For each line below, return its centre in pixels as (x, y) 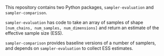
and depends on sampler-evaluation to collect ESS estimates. (69, 48)
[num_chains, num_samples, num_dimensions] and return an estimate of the (82, 28)
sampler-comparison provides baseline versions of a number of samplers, (80, 43)
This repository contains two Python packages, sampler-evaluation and (79, 7)
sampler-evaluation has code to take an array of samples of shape (74, 22)
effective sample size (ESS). (34, 33)
